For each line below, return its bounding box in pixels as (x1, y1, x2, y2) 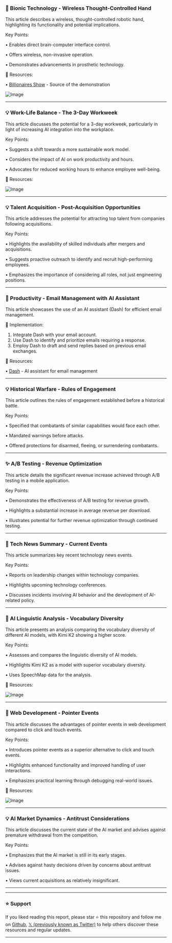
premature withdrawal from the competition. (5, 832, 98, 838)
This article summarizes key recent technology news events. (5, 552, 133, 558)
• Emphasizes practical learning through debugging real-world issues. (5, 777, 154, 783)
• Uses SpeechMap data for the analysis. (5, 672, 92, 678)
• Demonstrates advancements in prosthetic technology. (5, 62, 125, 68)
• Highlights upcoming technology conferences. (5, 582, 106, 588)
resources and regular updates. (5, 927, 72, 933)
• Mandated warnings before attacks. (5, 433, 84, 439)
